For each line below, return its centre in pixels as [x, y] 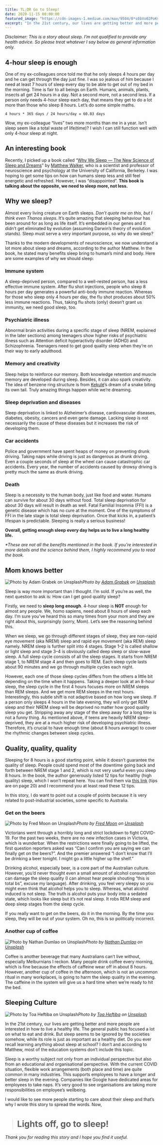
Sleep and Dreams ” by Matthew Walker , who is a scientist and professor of [80, 165]
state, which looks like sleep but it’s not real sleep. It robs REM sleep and [78, 899]
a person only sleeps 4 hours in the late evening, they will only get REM [76, 702]
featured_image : [21, 18]
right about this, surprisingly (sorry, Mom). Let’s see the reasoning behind [79, 622]
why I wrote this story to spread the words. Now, [53, 1104]
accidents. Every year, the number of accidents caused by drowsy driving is [81, 467]
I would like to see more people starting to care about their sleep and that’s [80, 1099]
